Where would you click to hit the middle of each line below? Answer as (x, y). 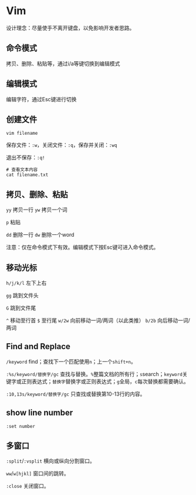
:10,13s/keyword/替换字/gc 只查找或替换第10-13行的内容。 (76, 394)
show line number (40, 413)
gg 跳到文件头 (23, 295)
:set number (21, 426)
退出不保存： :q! (26, 158)
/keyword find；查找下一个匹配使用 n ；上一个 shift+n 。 (71, 361)
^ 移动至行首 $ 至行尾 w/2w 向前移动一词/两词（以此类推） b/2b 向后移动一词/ (98, 320)
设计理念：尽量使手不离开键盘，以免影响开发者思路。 (70, 28)
